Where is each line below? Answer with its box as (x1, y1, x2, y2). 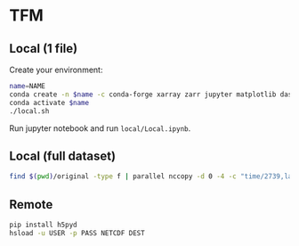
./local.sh (9, 106, 50, 116)
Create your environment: (9, 64, 103, 75)
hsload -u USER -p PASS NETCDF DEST (9, 228, 145, 237)
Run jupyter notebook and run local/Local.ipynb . (9, 122, 191, 134)
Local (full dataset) (9, 148, 117, 163)
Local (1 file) (9, 41, 78, 56)
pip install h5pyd (9, 220, 77, 229)
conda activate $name (9, 98, 90, 107)
